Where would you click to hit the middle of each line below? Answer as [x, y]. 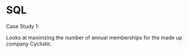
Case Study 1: [23, 26]
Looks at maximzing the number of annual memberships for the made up [94, 37]
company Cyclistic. [29, 44]
